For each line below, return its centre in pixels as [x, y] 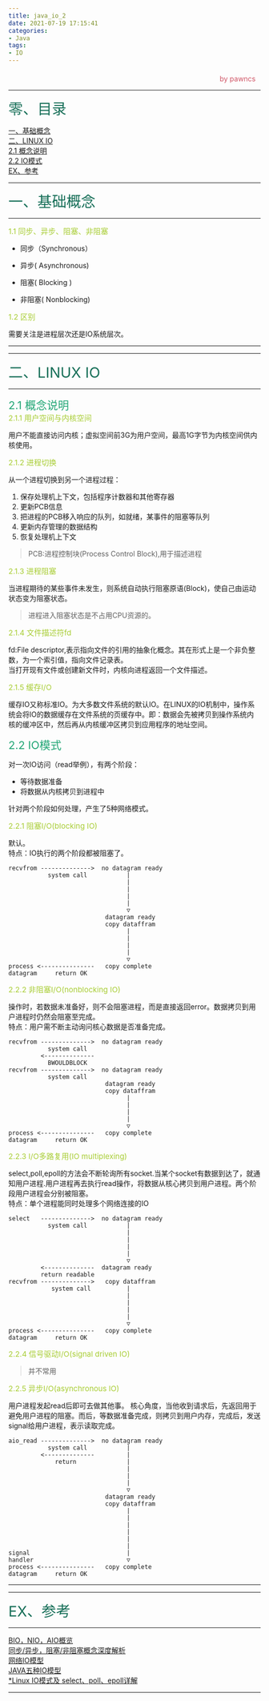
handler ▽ [69, 1560]
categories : [28, 30]
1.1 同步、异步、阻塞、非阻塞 [58, 231]
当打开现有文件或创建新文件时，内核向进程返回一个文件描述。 [110, 670]
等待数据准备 [41, 781]
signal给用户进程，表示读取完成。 [64, 1426]
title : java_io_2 [37, 16]
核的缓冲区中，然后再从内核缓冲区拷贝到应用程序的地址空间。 [110, 724]
